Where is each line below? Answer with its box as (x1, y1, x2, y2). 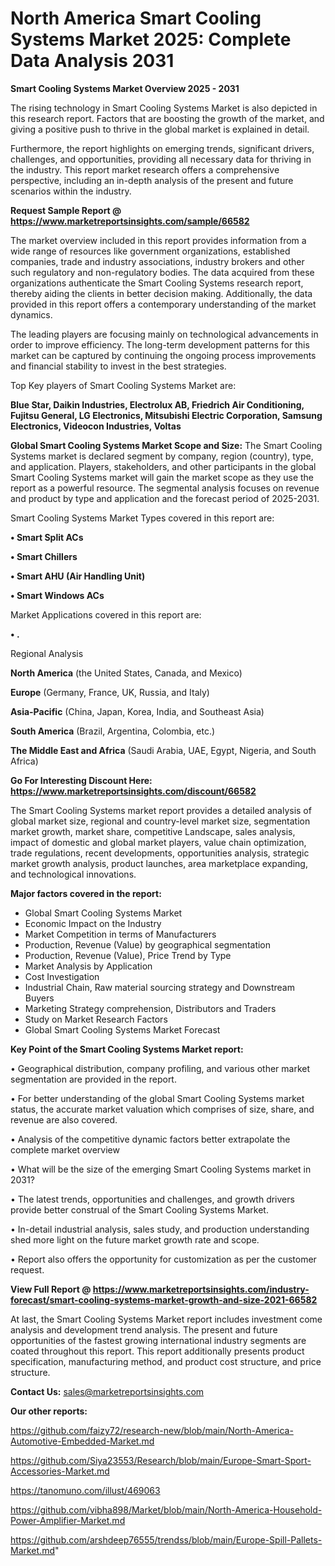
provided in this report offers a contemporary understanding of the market (10, 298, 317, 310)
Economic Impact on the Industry (24, 917, 162, 929)
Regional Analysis (10, 647, 84, 659)
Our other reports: (10, 1405, 88, 1417)
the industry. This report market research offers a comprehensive (10, 163, 280, 176)
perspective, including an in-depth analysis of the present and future (10, 174, 294, 186)
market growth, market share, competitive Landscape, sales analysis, (10, 825, 296, 837)
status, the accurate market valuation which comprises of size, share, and (10, 1103, 315, 1115)
